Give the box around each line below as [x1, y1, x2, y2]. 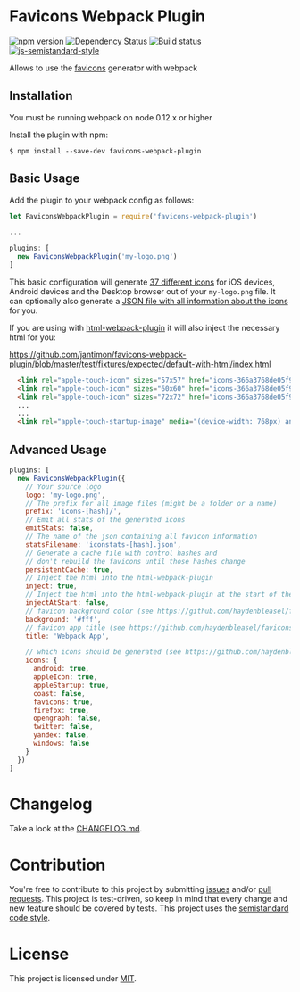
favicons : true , [32, 698, 94, 707]
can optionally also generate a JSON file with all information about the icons [9, 295, 288, 306]
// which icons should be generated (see [25, 648, 181, 657]
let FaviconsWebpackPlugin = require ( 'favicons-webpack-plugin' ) [9, 211, 257, 220]
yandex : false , [32, 731, 90, 740]
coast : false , [32, 689, 87, 698]
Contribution [9, 855, 106, 875]
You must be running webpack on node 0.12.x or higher [9, 112, 212, 122]
